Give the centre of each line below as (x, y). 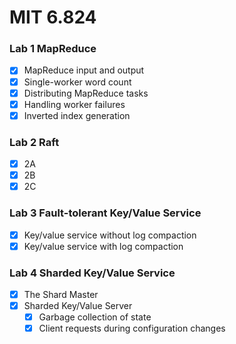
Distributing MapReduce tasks (86, 93)
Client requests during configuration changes (132, 328)
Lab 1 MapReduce (53, 49)
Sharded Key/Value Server (78, 306)
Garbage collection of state (95, 317)
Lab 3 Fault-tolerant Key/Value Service (105, 213)
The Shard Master (61, 294)
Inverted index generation (77, 115)
